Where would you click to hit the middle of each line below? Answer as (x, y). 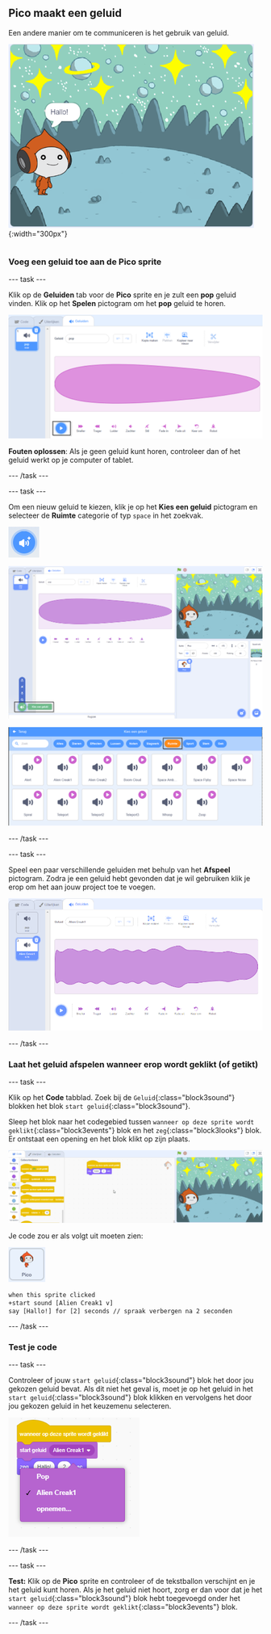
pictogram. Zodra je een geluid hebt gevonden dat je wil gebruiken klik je (129, 878)
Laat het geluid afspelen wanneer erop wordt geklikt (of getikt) (133, 1064)
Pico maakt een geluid (65, 13)
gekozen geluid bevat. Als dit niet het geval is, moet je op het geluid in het (131, 1388)
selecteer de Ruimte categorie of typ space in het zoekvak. (106, 515)
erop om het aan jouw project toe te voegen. (82, 887)
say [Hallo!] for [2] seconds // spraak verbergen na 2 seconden (120, 1311)
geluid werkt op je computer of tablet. (71, 460)
